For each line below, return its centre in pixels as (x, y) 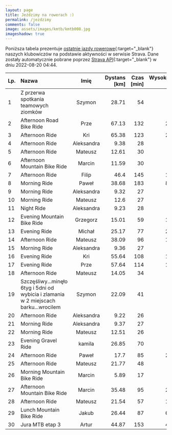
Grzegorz (86, 220)
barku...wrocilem (40, 307)
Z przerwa (33, 93)
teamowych (34, 106)
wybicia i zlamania (42, 294)
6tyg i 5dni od (37, 288)
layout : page (19, 10)
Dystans (115, 78)
